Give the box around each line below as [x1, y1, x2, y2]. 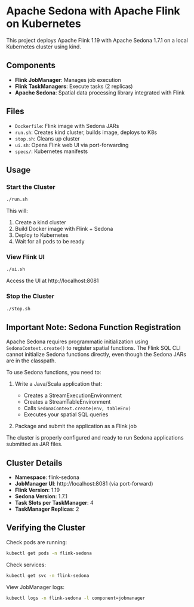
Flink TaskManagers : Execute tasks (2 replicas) [14, 83, 133, 90]
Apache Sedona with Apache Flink [6, 4, 180, 18]
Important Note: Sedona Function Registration [6, 322, 181, 333]
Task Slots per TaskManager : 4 [14, 499, 94, 507]
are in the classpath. [6, 357, 57, 364]
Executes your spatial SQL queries [23, 411, 109, 418]
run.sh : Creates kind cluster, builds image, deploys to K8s [14, 129, 157, 136]
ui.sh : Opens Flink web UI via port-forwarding [14, 141, 129, 148]
